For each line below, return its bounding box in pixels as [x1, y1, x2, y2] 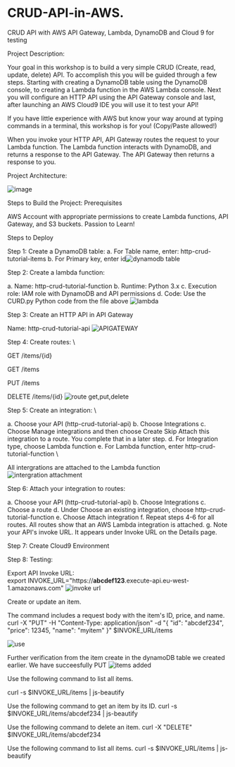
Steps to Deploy [7, 233, 54, 242]
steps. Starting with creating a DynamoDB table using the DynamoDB [7, 77, 208, 86]
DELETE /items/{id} [7, 392, 63, 401]
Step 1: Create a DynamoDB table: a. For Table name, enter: [7, 247, 179, 255]
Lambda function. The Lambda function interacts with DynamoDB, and [7, 142, 212, 151]
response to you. [7, 157, 56, 166]
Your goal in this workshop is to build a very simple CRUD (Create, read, [7, 63, 216, 71]
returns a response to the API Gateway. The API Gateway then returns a [7, 150, 215, 158]
